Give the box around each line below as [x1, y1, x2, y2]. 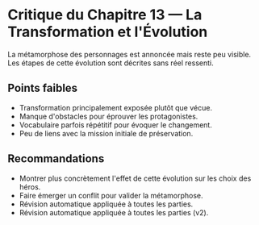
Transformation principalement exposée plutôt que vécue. [19, 102, 213, 112]
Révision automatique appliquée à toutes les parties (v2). [19, 207, 209, 217]
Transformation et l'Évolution [7, 23, 208, 41]
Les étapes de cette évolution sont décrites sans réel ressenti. [7, 58, 215, 68]
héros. [19, 181, 41, 191]
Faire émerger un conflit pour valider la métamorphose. [19, 190, 203, 200]
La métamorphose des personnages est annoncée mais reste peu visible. [7, 49, 252, 59]
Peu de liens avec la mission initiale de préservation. [19, 128, 194, 138]
